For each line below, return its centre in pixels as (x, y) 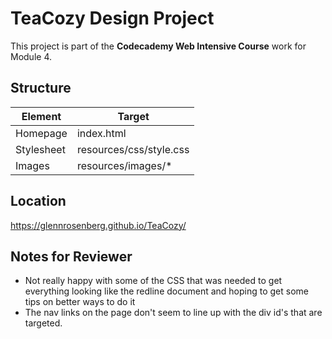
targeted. (43, 323)
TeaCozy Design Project (112, 18)
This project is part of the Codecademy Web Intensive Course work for (158, 46)
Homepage (41, 133)
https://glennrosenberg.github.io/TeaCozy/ (98, 225)
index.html (101, 133)
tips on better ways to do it (80, 302)
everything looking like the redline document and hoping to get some (167, 291)
